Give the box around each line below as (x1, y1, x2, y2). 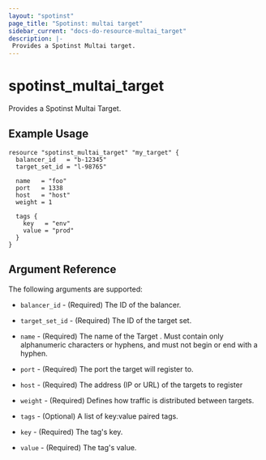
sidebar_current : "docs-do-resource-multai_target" (8, 27, 187, 35)
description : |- (8, 34, 63, 43)
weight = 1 (15, 198, 53, 207)
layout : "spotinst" (8, 11, 75, 20)
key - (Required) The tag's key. (19, 427, 123, 437)
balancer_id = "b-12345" (15, 155, 107, 164)
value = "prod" (23, 226, 75, 235)
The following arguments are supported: (8, 284, 144, 294)
